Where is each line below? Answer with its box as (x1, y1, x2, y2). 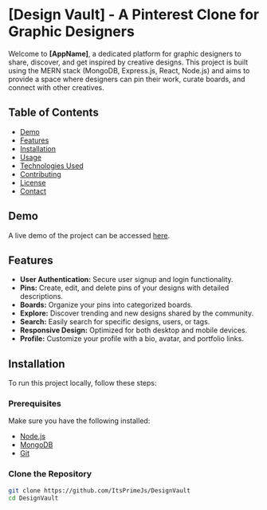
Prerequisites (8, 398, 61, 410)
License (19, 178, 46, 187)
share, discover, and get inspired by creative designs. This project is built (8, 57, 249, 67)
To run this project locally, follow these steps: (8, 379, 157, 388)
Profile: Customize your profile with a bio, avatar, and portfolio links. (19, 334, 245, 343)
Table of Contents (8, 106, 100, 120)
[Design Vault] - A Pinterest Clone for (8, 6, 260, 24)
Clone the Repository (8, 469, 92, 480)
